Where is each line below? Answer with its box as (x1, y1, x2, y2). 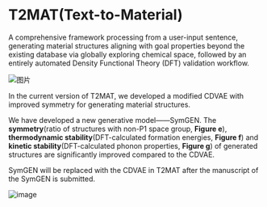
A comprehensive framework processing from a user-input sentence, (8, 32, 239, 42)
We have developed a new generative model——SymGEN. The (8, 115, 217, 125)
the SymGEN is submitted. (8, 174, 95, 184)
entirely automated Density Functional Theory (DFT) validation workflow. (8, 58, 250, 68)
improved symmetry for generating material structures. (8, 99, 191, 109)
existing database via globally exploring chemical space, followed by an (8, 49, 247, 59)
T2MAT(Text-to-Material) (8, 6, 183, 24)
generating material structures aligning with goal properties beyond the (8, 40, 245, 50)
